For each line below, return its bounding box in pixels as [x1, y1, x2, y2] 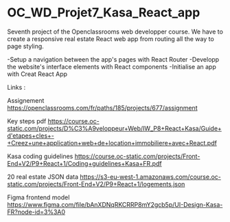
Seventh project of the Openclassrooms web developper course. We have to [7, 27, 223, 36]
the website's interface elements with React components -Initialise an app [7, 62, 216, 71]
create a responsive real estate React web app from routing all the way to [7, 34, 214, 42]
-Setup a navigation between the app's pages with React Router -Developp [7, 55, 220, 63]
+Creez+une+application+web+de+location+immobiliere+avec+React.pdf [7, 138, 218, 147]
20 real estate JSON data [7, 173, 79, 181]
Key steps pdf [7, 116, 47, 125]
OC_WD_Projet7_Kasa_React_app [7, 5, 200, 21]
